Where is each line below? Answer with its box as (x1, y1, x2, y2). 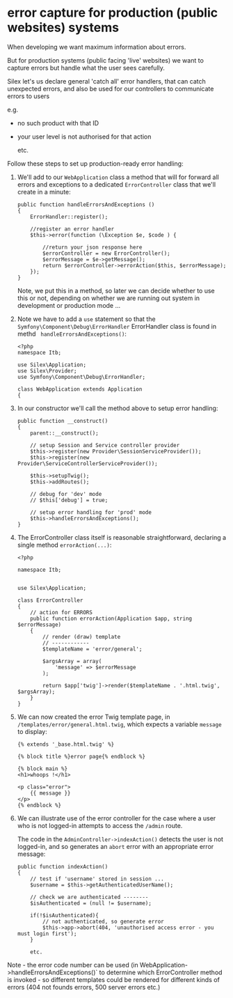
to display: (17, 727, 47, 735)
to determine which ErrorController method (99, 968, 223, 976)
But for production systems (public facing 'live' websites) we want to (7, 56, 204, 64)
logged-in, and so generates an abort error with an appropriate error (17, 842, 214, 850)
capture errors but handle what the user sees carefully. (7, 63, 166, 72)
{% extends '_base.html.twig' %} (17, 740, 115, 748)
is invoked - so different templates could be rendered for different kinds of (7, 975, 220, 983)
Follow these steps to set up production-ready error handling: (7, 159, 184, 168)
